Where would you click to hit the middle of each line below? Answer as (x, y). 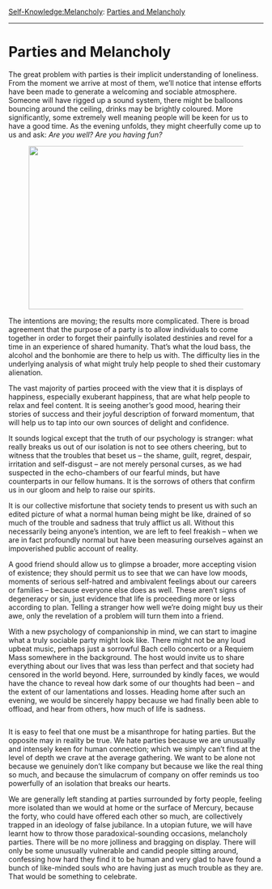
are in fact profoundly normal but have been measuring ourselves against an (136, 540)
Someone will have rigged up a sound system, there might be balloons (125, 100)
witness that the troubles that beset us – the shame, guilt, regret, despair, (130, 455)
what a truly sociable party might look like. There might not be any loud (127, 640)
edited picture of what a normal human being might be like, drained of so (130, 514)
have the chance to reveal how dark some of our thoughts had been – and (132, 683)
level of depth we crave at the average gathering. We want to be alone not (132, 757)
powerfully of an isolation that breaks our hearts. (89, 783)
